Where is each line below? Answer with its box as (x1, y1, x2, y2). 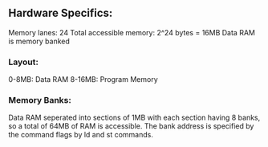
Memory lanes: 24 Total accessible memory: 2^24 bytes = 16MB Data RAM (8, 27, 255, 37)
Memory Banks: (8, 95, 72, 106)
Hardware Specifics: (8, 6, 113, 20)
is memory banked (8, 36, 71, 46)
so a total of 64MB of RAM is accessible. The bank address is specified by (8, 121, 254, 131)
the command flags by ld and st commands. (8, 130, 154, 140)
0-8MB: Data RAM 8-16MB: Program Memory (8, 75, 158, 84)
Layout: (8, 56, 39, 67)
